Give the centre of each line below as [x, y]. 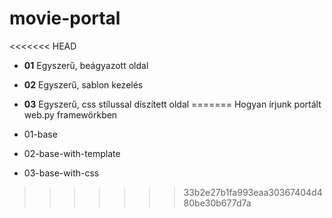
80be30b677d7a [217, 203]
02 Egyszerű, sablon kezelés [83, 84]
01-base [40, 134]
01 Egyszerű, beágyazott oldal [86, 65]
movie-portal [65, 18]
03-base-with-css [61, 173]
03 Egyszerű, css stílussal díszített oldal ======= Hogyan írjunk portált [172, 104]
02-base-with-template [72, 153]
